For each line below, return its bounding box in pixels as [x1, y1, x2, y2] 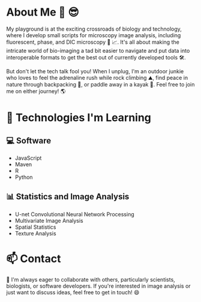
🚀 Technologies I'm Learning [6, 111, 152, 125]
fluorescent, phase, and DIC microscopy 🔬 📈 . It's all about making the [6, 38, 180, 46]
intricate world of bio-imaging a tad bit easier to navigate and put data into [6, 47, 190, 54]
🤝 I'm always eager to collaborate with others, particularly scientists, [6, 276, 175, 283]
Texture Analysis [14, 229, 56, 237]
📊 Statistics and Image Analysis [6, 192, 130, 202]
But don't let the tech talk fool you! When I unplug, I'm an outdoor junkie [6, 67, 184, 74]
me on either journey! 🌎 [6, 87, 66, 95]
